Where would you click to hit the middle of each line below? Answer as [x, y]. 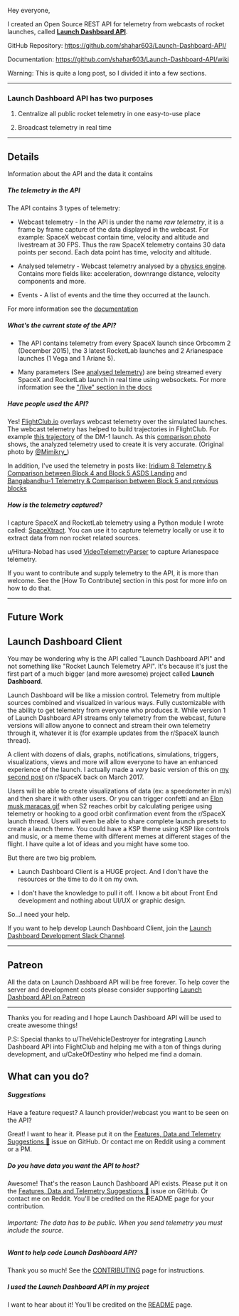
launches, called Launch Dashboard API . [68, 32]
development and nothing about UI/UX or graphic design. [102, 900]
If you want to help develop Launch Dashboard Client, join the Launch [110, 928]
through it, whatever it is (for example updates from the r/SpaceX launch [113, 733]
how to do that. [30, 588]
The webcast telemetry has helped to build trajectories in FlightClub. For [113, 429]
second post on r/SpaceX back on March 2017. [76, 777]
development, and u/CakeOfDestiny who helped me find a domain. [105, 1054]
